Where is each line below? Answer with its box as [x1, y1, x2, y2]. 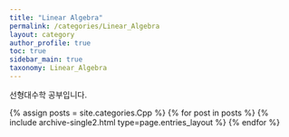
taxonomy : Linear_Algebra [9, 64, 107, 73]
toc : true [9, 47, 47, 56]
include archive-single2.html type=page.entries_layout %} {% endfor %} [9, 116, 281, 127]
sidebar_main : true [9, 55, 83, 64]
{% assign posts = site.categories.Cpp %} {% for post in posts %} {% [9, 107, 269, 118]
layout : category [9, 30, 75, 39]
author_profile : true [9, 38, 92, 48]
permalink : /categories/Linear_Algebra [9, 22, 160, 31]
